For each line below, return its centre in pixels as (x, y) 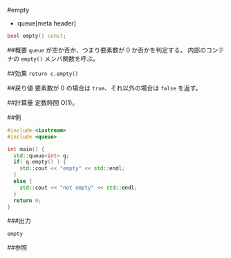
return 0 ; (27, 200)
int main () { (26, 149)
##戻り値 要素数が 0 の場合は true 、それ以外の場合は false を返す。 (104, 88)
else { (23, 181)
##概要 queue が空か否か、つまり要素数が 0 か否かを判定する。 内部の (107, 50)
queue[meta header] (46, 23)
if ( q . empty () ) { (40, 162)
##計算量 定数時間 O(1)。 (43, 102)
